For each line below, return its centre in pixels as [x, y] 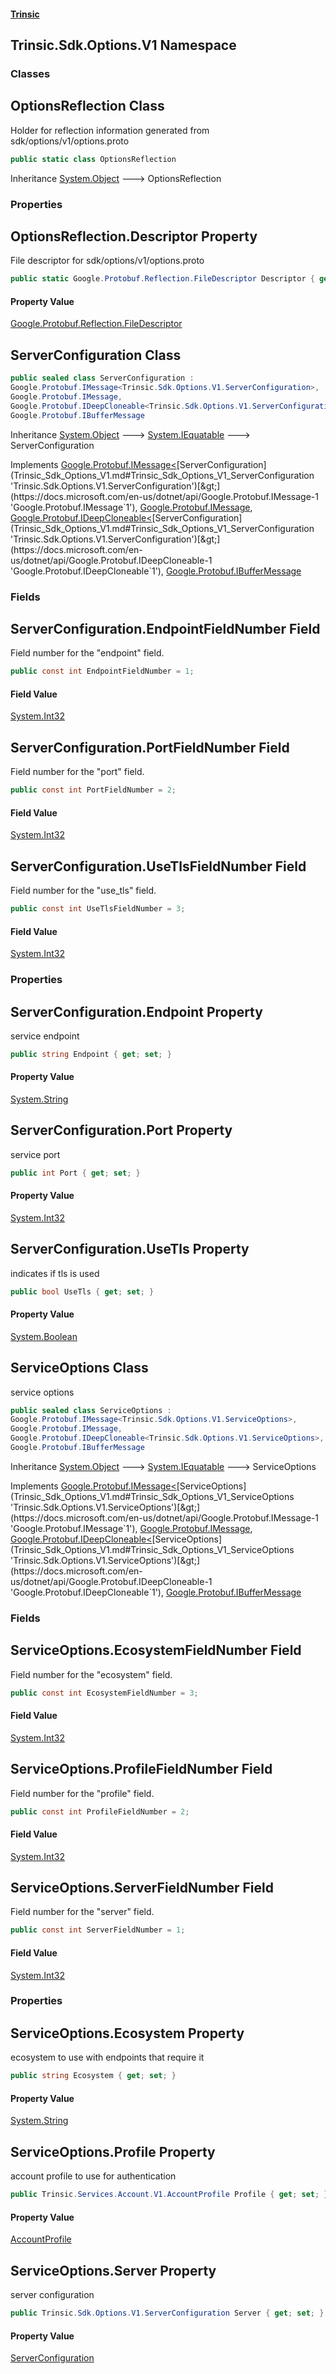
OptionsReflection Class [87, 106]
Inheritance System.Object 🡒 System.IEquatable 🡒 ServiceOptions [163, 1466]
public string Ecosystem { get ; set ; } [93, 2076]
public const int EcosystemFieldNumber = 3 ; [104, 1693]
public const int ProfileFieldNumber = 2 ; [100, 1811]
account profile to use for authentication [93, 2176]
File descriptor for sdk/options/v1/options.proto [107, 261]
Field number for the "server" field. [82, 1912]
